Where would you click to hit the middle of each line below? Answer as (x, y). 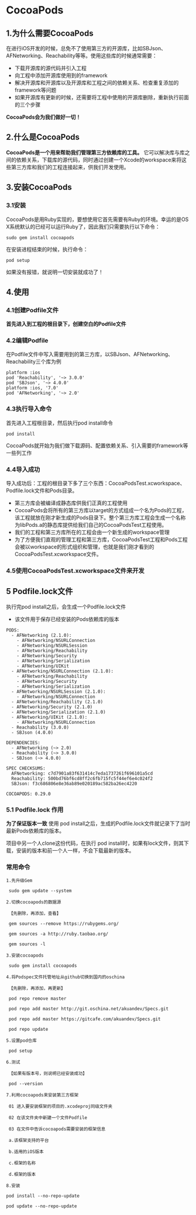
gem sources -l (27, 944)
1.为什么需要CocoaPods (50, 33)
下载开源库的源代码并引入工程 (50, 68)
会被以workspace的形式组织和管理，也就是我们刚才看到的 (84, 547)
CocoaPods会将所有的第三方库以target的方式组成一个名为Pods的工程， (101, 510)
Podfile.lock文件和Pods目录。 (42, 491)
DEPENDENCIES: (23, 743)
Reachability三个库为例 (34, 362)
